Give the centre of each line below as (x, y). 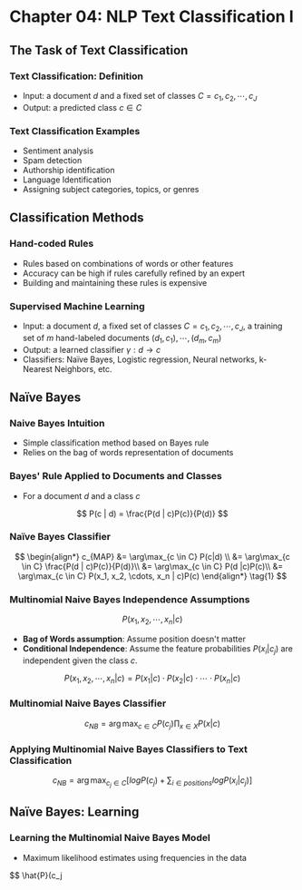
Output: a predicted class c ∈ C (82, 107)
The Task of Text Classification (99, 50)
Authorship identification (68, 170)
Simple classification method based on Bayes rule (116, 443)
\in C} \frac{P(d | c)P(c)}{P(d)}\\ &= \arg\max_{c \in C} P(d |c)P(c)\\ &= (152, 566)
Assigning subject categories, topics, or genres (111, 189)
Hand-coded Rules (52, 244)
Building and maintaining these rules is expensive (115, 282)
